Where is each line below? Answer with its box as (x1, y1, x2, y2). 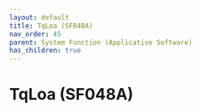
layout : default (9, 12, 69, 22)
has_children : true (9, 46, 82, 55)
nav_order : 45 (9, 29, 62, 38)
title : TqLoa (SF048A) (9, 21, 93, 30)
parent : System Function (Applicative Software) (9, 37, 193, 47)
